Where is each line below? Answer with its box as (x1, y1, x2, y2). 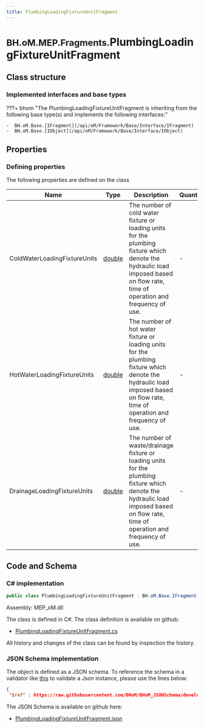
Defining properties (6, 162, 66, 171)
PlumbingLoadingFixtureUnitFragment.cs (15, 627, 118, 634)
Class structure (6, 72, 66, 83)
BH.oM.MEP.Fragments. (6, 36, 110, 49)
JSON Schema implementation (6, 654, 99, 663)
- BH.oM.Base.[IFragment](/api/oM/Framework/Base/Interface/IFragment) (6, 122, 194, 128)
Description (134, 191, 169, 199)
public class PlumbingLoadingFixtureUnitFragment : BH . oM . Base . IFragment (6, 592, 197, 599)
